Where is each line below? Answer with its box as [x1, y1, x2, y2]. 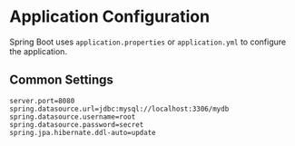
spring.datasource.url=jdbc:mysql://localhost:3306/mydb [9, 104, 230, 113]
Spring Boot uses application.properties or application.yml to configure [9, 36, 287, 47]
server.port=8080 [9, 96, 75, 105]
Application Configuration [9, 6, 211, 27]
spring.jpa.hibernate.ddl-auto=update [9, 128, 156, 137]
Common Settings [9, 73, 113, 88]
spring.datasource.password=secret [9, 120, 144, 129]
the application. [9, 45, 68, 56]
